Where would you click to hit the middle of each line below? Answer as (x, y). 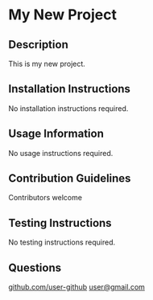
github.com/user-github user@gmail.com (76, 287)
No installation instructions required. (68, 108)
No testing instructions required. (62, 242)
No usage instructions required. (61, 153)
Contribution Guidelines (70, 179)
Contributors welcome (45, 198)
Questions (35, 267)
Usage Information (56, 134)
